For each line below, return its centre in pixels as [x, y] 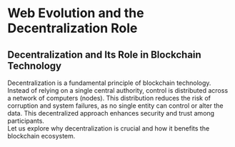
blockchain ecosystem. [41, 136]
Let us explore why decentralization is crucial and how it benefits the [109, 128]
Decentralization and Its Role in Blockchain [104, 55]
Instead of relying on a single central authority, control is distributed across [118, 90]
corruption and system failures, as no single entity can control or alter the [115, 106]
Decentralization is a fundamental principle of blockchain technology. [109, 83]
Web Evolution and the [76, 13]
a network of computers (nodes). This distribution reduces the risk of [109, 98]
